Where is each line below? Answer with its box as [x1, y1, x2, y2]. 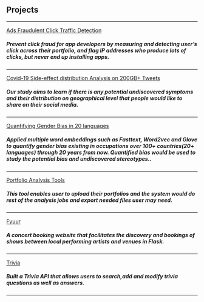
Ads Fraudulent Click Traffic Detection [6, 27, 102, 34]
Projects [6, 5, 39, 15]
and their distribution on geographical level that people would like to [6, 95, 183, 102]
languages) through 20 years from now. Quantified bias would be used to [6, 149, 196, 156]
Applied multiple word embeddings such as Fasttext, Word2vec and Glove [6, 136, 198, 143]
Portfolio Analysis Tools [6, 176, 66, 184]
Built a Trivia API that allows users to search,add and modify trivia [6, 273, 178, 280]
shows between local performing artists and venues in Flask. [6, 238, 165, 245]
